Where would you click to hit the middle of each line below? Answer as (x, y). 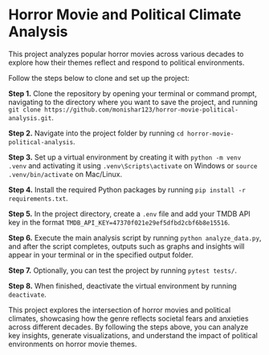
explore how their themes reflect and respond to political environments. (126, 63)
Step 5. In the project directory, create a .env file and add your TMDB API (129, 213)
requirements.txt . (38, 198)
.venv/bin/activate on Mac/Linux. (65, 174)
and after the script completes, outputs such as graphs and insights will (126, 246)
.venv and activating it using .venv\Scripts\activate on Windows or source (133, 165)
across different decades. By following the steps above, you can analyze (128, 327)
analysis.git (30, 118)
